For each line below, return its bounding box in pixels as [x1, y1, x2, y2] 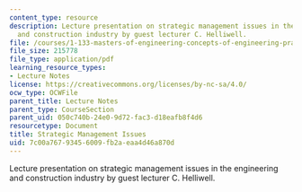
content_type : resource [9, 13, 99, 22]
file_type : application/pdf [9, 55, 115, 64]
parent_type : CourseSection [9, 105, 115, 114]
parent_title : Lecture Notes [9, 96, 119, 106]
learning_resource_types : [9, 64, 106, 73]
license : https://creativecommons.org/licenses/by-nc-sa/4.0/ [9, 80, 247, 89]
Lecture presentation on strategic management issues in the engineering [9, 162, 279, 173]
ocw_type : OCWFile [9, 88, 78, 97]
